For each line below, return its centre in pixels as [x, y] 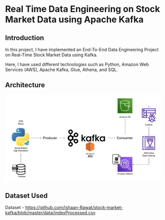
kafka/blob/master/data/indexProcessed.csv [50, 213]
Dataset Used [26, 196]
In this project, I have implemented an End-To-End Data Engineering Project [82, 50]
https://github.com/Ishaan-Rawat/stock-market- [74, 208]
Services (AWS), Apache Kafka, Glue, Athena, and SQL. [62, 70]
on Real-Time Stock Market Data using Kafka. [51, 55]
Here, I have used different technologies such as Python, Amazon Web [77, 64]
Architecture [25, 85]
